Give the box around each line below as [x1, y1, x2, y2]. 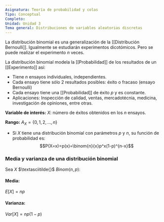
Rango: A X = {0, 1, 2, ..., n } [5, 119, 58, 126]
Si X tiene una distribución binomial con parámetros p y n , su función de [12, 130, 160, 136]
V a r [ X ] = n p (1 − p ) [5, 211, 42, 217]
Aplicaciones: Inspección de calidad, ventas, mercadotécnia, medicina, [12, 95, 157, 101]
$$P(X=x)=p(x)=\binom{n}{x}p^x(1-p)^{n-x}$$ [39, 143, 134, 148]
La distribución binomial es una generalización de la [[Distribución [5, 39, 140, 45]
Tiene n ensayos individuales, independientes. [12, 74, 107, 80]
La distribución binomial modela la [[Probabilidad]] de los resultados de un [5, 59, 157, 65]
